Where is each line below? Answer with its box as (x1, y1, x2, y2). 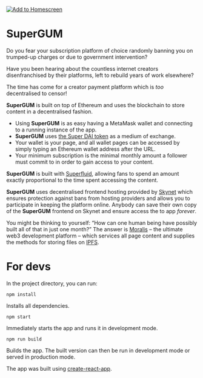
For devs (6, 260, 52, 274)
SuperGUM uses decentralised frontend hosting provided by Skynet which (6, 188, 193, 195)
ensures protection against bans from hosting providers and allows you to (6, 194, 191, 202)
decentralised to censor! (6, 90, 68, 97)
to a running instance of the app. (15, 126, 97, 133)
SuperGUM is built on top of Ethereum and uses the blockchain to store (6, 101, 185, 108)
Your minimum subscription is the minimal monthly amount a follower (15, 151, 188, 159)
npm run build (6, 336, 42, 342)
